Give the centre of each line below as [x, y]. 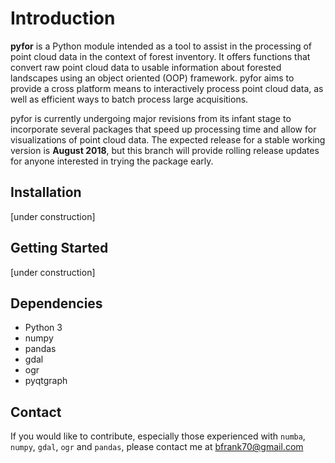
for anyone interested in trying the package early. [112, 161]
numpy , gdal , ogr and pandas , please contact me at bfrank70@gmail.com [157, 447]
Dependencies [56, 303]
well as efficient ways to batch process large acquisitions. [129, 99]
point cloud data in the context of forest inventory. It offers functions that [160, 56]
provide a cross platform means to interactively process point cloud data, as [167, 88]
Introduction [63, 18]
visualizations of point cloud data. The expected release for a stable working [168, 139]
